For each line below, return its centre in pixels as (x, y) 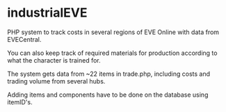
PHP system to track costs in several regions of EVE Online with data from (113, 32)
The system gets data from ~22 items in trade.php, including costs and (109, 74)
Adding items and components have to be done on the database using (108, 95)
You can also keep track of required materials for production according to (112, 53)
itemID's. (20, 102)
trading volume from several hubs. (56, 81)
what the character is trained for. (54, 60)
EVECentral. (24, 39)
